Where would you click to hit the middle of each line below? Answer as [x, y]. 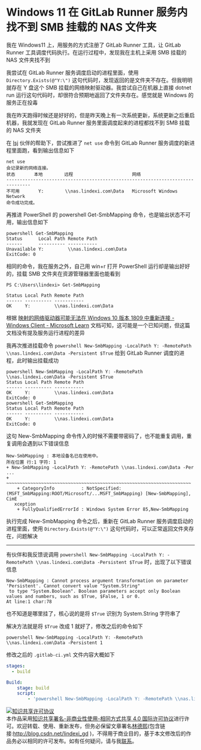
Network [16, 196]
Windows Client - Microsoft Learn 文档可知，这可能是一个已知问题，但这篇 [98, 325]
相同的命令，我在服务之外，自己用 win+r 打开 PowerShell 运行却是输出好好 [98, 266]
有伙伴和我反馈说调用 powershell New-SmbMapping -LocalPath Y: [86, 554]
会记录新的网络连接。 [28, 168]
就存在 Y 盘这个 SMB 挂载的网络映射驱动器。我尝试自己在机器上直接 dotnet [99, 87]
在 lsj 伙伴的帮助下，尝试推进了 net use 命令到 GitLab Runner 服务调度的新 [98, 143]
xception [25, 504]
